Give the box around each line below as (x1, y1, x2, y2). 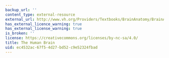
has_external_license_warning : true (5, 26, 82, 31)
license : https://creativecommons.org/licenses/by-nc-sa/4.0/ (5, 36, 138, 41)
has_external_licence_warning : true (5, 21, 82, 27)
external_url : (5, 17, 35, 22)
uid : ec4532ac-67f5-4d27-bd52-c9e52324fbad (5, 45, 98, 50)
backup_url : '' (5, 7, 37, 13)
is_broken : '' (5, 31, 35, 36)
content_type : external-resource (5, 12, 75, 17)
